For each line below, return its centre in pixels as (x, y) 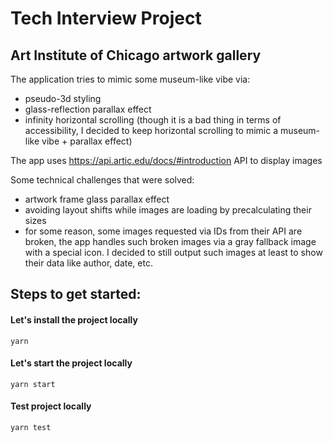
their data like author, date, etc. (88, 263)
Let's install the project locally (74, 319)
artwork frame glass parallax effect (97, 199)
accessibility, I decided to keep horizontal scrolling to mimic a (151, 130)
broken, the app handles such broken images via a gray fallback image (170, 241)
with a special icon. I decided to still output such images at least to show (173, 252)
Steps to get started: (76, 294)
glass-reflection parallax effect (88, 109)
